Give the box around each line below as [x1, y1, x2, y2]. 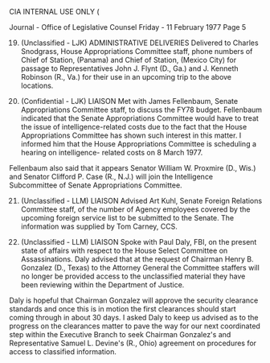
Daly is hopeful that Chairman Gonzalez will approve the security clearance [9, 295, 259, 305]
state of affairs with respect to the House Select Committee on [20, 245, 228, 255]
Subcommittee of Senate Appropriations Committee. [9, 180, 183, 190]
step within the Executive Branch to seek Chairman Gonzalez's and [9, 330, 231, 339]
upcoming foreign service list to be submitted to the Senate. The [20, 213, 235, 222]
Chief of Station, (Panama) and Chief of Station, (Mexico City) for [20, 56, 237, 64]
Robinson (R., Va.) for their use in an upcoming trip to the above [20, 72, 232, 81]
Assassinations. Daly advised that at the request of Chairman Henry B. [20, 254, 254, 264]
